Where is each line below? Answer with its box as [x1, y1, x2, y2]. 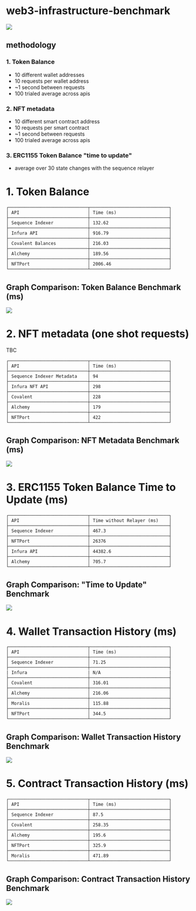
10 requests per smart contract [14, 124, 90, 131]
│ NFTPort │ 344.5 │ [6, 711, 172, 717]
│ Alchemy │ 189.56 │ [6, 251, 172, 257]
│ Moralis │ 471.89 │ [6, 853, 172, 859]
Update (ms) [6, 493, 69, 506]
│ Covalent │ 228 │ [6, 394, 172, 400]
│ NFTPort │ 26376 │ [6, 538, 172, 544]
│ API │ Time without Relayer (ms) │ [6, 517, 172, 523]
